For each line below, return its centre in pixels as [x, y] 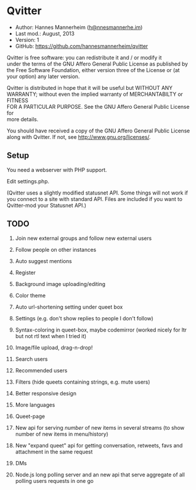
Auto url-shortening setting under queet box [69, 307]
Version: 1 [27, 40]
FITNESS [17, 100]
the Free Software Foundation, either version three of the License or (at [93, 70]
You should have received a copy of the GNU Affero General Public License [98, 131]
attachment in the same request [54, 452]
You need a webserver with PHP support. [57, 170]
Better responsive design [46, 393]
